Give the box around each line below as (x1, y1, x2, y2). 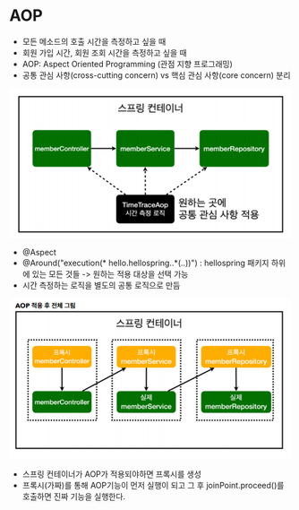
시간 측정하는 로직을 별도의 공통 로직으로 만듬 (21, 280, 181, 290)
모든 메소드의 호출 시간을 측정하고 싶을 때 (21, 36, 167, 47)
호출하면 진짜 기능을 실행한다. (21, 491, 126, 502)
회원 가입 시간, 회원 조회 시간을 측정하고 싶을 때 (21, 47, 187, 58)
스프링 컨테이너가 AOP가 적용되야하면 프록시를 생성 (21, 469, 201, 480)
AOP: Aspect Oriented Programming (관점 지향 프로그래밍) (21, 58, 233, 69)
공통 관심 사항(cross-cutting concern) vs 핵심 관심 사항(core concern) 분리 (21, 69, 291, 81)
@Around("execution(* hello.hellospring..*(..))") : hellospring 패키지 (21, 257, 269, 268)
